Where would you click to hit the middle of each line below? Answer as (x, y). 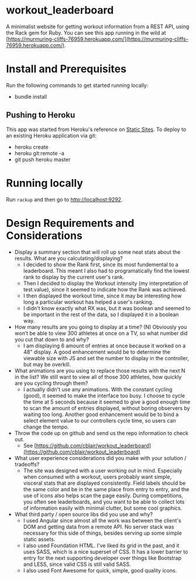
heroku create (31, 147)
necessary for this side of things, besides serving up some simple (103, 533)
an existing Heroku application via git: (51, 135)
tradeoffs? (27, 464)
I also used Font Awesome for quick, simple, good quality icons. (100, 570)
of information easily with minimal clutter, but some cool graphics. (103, 508)
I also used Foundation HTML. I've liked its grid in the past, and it (101, 545)
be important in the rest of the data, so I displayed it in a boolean (101, 314)
